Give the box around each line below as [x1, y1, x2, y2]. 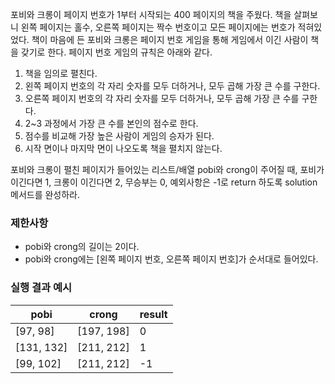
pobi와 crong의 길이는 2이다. [24, 241, 140, 253]
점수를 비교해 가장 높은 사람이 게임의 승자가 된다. [24, 130, 215, 142]
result [139, 307, 168, 321]
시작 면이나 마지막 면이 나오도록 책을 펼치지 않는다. [24, 143, 223, 154]
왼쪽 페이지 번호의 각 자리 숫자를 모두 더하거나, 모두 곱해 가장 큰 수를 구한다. [24, 80, 321, 92]
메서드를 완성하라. [10, 189, 81, 200]
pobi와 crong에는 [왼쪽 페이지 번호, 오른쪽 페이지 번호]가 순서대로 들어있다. [24, 253, 319, 265]
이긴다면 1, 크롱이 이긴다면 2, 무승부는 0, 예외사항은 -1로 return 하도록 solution [10, 176, 318, 188]
